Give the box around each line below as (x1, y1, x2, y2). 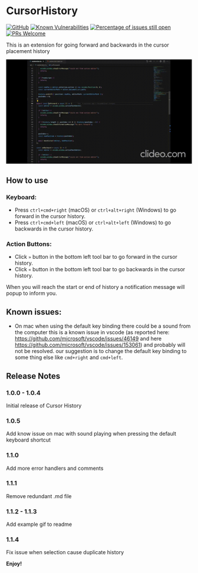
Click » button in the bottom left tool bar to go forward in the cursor (14, 253, 178, 261)
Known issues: (6, 307, 62, 317)
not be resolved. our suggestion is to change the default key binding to (14, 348, 187, 355)
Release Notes (6, 371, 61, 381)
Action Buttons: (6, 240, 52, 248)
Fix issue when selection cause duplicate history (6, 549, 124, 556)
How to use (6, 175, 48, 185)
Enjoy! (6, 560, 22, 567)
